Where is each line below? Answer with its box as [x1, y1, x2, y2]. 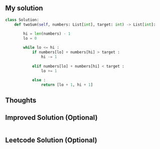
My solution [5, 4, 44, 13]
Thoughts [5, 96, 37, 105]
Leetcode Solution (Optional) [5, 135, 97, 144]
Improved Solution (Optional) [5, 113, 98, 122]
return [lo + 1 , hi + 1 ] [41, 82, 93, 87]
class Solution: [5, 17, 39, 22]
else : [32, 78, 46, 83]
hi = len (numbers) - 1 [23, 31, 71, 37]
